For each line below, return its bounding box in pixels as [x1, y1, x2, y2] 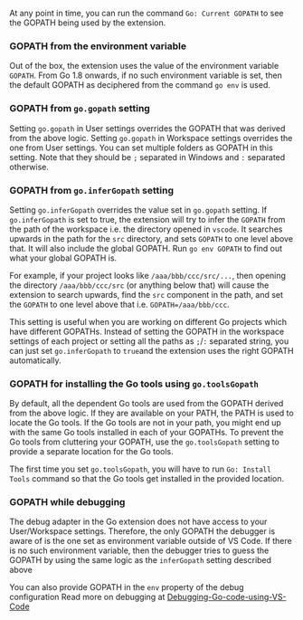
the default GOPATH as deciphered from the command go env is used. [9, 80, 271, 91]
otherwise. [9, 161, 50, 172]
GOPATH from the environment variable [9, 40, 187, 52]
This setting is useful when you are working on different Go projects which [9, 316, 288, 327]
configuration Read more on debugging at [9, 592, 166, 603]
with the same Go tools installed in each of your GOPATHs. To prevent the [9, 427, 284, 438]
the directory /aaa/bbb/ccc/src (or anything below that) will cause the [9, 280, 270, 291]
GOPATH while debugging [9, 496, 126, 509]
